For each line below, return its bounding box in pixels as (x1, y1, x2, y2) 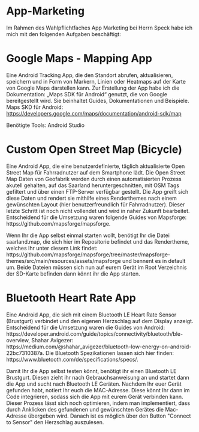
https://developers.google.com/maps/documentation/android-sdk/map (6, 110, 182, 117)
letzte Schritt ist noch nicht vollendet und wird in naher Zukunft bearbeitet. (6, 207, 190, 214)
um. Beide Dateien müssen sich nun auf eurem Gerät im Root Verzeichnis (6, 264, 187, 271)
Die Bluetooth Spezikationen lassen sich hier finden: (45, 349, 174, 356)
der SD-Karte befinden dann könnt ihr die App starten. (6, 270, 141, 277)
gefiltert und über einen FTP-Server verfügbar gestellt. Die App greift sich (6, 188, 189, 195)
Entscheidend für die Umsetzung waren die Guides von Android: (6, 324, 165, 331)
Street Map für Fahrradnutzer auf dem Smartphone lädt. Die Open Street (6, 168, 185, 176)
